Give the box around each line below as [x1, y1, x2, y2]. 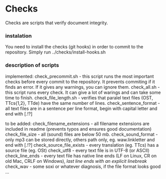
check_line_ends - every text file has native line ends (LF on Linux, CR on [5, 152, 157, 159]
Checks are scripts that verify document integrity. [5, 20, 108, 26]
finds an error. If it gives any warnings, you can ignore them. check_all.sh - [5, 84, 160, 90]
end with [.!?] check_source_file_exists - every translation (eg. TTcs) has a [5, 142, 159, 148]
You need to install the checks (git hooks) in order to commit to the [5, 44, 143, 50]
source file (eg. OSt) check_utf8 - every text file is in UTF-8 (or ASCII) [5, 147, 150, 153]
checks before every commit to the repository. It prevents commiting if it [5, 79, 155, 85]
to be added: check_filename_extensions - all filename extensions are [5, 121, 150, 127]
